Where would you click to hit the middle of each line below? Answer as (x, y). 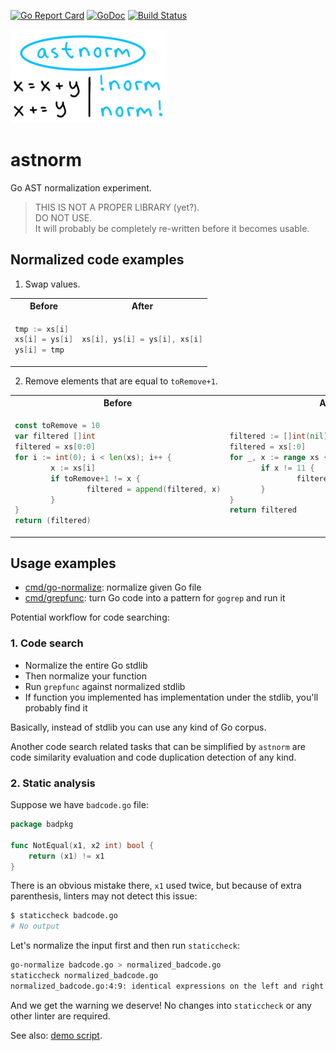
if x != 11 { (287, 468)
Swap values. (52, 284)
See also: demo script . (56, 1035)
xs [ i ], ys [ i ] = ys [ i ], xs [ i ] (142, 340)
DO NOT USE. (63, 217)
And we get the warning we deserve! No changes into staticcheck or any (161, 1005)
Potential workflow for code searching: (90, 617)
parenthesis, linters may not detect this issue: (104, 896)
